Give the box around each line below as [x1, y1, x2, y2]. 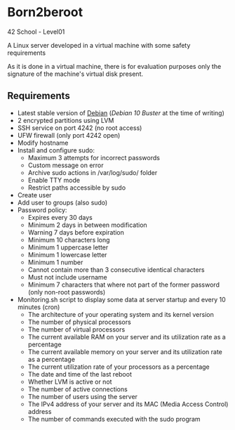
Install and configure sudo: [17, 145, 95, 155]
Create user [17, 190, 52, 199]
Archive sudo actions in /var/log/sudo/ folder [27, 168, 158, 176]
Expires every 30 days [27, 213, 93, 221]
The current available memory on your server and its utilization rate [27, 347, 222, 356]
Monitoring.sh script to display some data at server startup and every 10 [17, 295, 226, 304]
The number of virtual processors [27, 325, 126, 334]
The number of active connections [27, 384, 128, 393]
